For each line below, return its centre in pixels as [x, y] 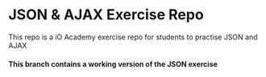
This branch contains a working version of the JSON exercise [113, 64]
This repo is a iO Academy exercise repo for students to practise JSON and [133, 37]
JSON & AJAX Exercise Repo [106, 15]
